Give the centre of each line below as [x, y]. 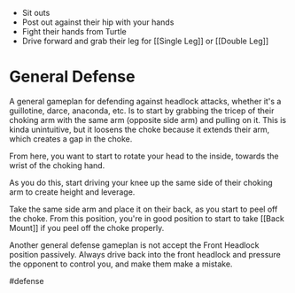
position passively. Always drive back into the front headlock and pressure [145, 254]
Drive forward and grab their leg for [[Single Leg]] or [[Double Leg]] [145, 41]
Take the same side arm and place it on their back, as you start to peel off [144, 209]
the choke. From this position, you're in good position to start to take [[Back [147, 218]
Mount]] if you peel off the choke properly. [87, 227]
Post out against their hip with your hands [98, 22]
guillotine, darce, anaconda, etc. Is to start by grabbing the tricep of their [142, 111]
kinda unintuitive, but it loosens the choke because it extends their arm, [140, 129]
